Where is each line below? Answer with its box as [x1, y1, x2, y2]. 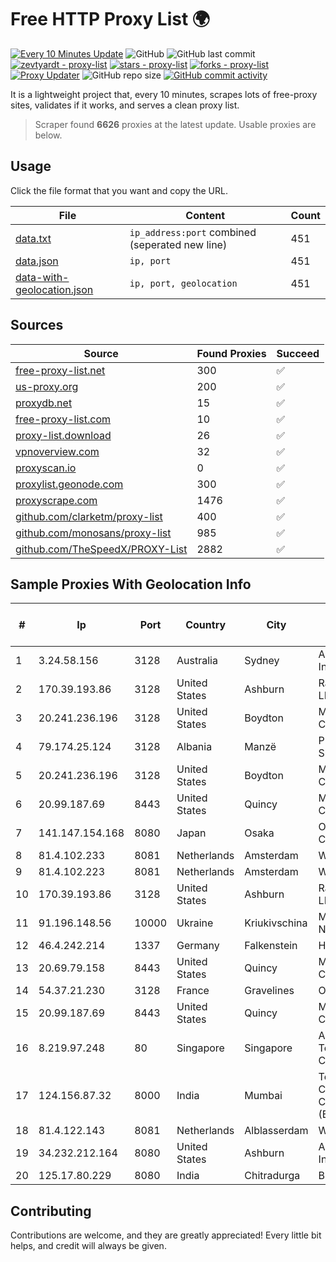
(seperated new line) [129, 237, 228, 251]
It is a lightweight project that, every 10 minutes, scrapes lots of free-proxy [10, 88, 318, 100]
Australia [176, 654, 218, 668]
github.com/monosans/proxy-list [15, 526, 172, 540]
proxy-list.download [15, 428, 112, 442]
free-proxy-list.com [15, 412, 112, 426]
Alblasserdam [244, 1124, 309, 1138]
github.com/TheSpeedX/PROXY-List [15, 542, 188, 556]
